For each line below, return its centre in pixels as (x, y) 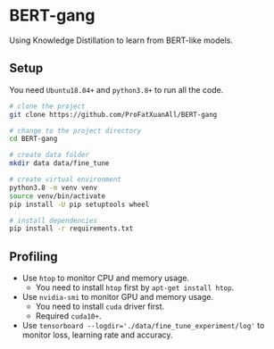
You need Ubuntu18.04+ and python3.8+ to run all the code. (116, 89)
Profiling (33, 257)
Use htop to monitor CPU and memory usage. (106, 278)
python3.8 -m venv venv (54, 187)
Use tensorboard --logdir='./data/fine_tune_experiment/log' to (143, 326)
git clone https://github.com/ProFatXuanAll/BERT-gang (113, 114)
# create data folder (50, 155)
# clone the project (48, 106)
